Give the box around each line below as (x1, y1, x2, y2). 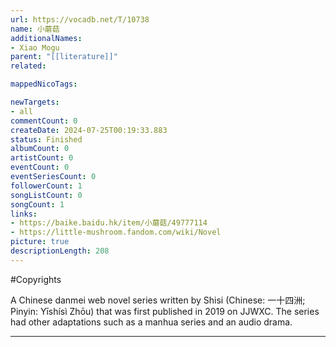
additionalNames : (10, 33, 83, 43)
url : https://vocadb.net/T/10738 (10, 14, 150, 25)
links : (10, 209, 38, 219)
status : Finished (10, 134, 83, 145)
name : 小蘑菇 (10, 24, 60, 34)
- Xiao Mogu (10, 42, 60, 53)
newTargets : (10, 97, 60, 107)
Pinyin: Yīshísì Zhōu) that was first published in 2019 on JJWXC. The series (10, 305, 320, 317)
